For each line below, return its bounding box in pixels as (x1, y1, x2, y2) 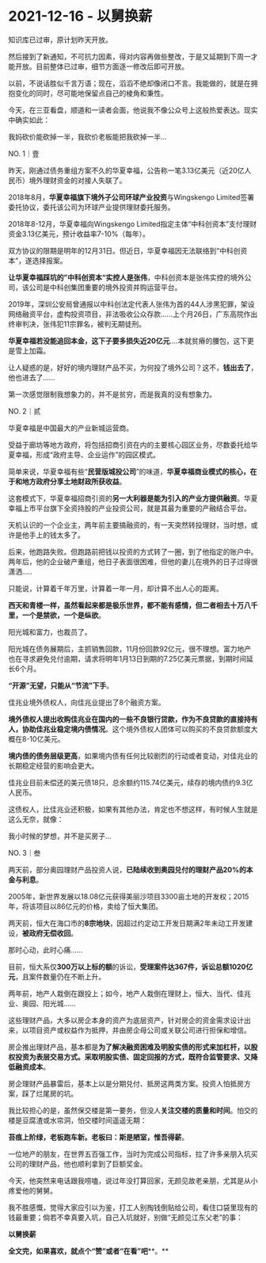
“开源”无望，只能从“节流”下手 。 (8, 681, 114, 690)
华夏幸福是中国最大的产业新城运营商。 (8, 423, 133, 433)
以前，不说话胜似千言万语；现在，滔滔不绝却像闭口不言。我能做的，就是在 (8, 78, 251, 88)
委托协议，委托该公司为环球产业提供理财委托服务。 (8, 202, 175, 212)
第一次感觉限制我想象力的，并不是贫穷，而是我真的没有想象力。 (8, 389, 216, 399)
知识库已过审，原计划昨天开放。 (8, 35, 112, 44)
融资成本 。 (14, 1062, 50, 1071)
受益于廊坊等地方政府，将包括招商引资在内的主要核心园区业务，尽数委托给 (8, 440, 251, 449)
